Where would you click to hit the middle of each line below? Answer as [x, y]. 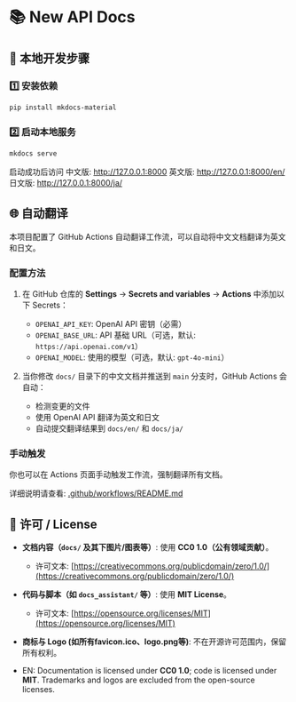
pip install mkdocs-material [63, 108]
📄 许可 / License [53, 524]
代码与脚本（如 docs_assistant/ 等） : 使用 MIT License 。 [127, 594]
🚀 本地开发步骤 [50, 58]
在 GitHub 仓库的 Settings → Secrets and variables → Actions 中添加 [149, 294]
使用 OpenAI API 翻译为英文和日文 [97, 418]
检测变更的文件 [62, 406]
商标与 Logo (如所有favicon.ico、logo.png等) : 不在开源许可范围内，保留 [154, 642]
